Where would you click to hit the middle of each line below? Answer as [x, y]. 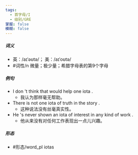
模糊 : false [17, 29]
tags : [11, 10]
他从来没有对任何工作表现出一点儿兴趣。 [62, 121]
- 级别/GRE [21, 19]
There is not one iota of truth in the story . [56, 103]
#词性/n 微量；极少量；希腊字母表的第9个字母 [60, 66]
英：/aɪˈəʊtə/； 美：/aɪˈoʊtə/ [42, 59]
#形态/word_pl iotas [33, 147]
